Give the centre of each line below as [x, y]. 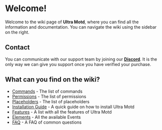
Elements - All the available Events [46, 117]
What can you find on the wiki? [52, 80]
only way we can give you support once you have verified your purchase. [78, 64]
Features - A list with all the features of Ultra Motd [62, 112]
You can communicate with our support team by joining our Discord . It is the [81, 59]
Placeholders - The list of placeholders [51, 101]
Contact [17, 47]
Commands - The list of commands [47, 91]
